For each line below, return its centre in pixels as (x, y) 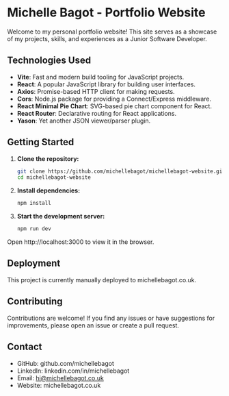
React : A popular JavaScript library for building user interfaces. (106, 84)
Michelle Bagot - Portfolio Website (106, 13)
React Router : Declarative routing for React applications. (96, 113)
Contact (25, 347)
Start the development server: (61, 216)
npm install (34, 203)
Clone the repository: (48, 158)
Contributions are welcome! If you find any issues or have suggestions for (111, 318)
